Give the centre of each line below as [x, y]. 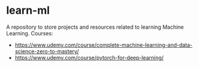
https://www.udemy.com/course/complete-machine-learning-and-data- [104, 45]
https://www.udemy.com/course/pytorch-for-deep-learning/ [89, 57]
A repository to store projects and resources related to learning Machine [95, 27]
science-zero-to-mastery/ [47, 51]
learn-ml [28, 10]
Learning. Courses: [30, 33]
